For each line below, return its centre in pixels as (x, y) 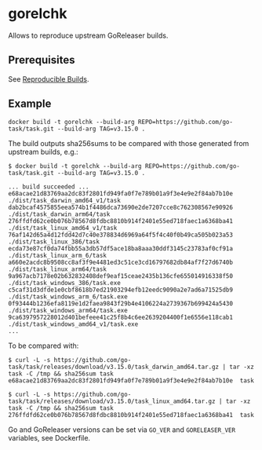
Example (30, 104)
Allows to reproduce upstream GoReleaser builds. (88, 35)
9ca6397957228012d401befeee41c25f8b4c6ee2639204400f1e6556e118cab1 (121, 317)
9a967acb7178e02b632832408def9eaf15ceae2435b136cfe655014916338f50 (121, 276)
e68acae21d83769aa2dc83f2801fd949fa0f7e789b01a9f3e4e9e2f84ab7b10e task (131, 380)
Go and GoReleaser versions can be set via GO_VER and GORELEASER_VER (122, 430)
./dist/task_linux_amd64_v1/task (63, 228)
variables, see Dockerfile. (49, 437)
